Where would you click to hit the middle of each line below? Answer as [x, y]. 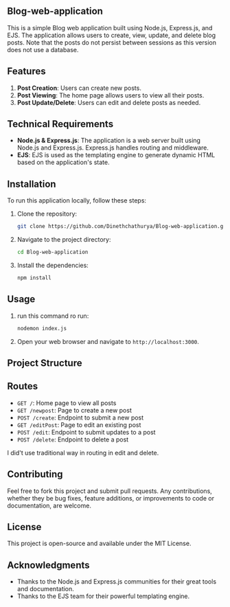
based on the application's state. [63, 162]
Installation [32, 184]
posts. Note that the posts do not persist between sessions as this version [112, 42]
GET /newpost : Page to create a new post [74, 410]
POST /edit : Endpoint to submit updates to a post [86, 432]
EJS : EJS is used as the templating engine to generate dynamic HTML [116, 155]
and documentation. [45, 589]
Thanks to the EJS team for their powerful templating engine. [103, 596]
